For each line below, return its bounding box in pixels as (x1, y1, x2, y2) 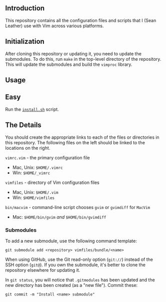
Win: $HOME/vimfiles (12, 194, 55, 200)
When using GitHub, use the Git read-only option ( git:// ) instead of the (5, 256, 153, 262)
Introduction (5, 4, 45, 13)
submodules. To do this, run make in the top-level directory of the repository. (5, 56, 161, 62)
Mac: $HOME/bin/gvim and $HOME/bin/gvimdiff (12, 214, 106, 220)
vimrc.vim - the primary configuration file (5, 154, 90, 160)
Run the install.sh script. (5, 106, 59, 112)
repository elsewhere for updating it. (5, 267, 80, 273)
